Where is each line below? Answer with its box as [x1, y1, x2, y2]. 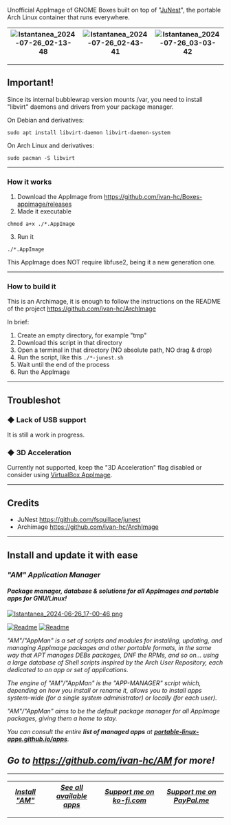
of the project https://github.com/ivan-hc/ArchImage [7, 304, 156, 313]
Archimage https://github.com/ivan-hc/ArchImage [16, 523, 159, 531]
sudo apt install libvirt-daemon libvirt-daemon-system [7, 129, 170, 136]
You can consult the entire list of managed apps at [7, 727, 153, 735]
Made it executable [16, 207, 72, 216]
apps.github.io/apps [7, 735, 67, 743]
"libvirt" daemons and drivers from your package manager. [7, 103, 174, 111]
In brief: [7, 318, 30, 326]
